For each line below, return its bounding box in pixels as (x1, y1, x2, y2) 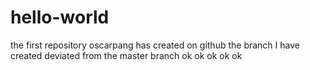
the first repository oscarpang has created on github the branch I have (10, 39, 300, 51)
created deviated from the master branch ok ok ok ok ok (10, 49, 243, 61)
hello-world (10, 6, 110, 29)
